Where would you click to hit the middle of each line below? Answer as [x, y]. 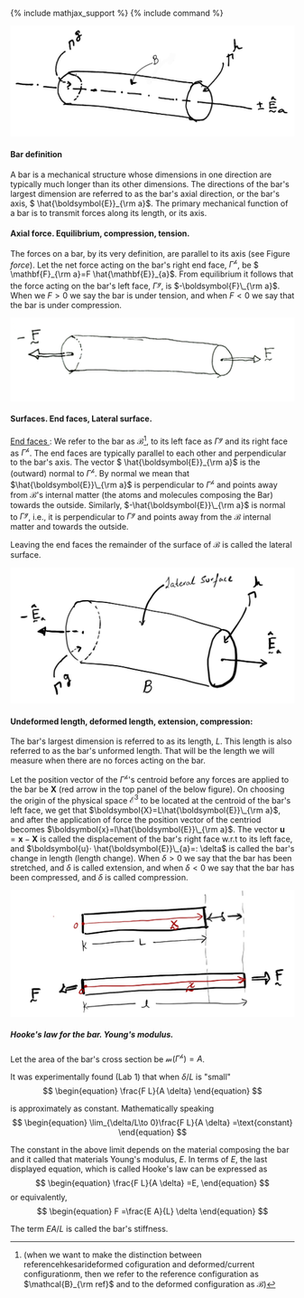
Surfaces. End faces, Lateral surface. [81, 419]
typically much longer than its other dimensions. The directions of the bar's [150, 183]
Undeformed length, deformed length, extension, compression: [132, 721]
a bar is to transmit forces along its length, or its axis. [109, 212]
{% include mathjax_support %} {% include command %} [117, 13]
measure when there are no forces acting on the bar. [108, 761]
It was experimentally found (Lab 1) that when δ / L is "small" [120, 1077]
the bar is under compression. [66, 306]
